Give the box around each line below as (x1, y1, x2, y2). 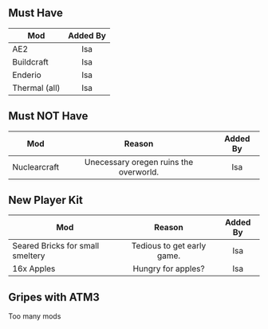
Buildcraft (12, 56, 49, 67)
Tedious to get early (131, 241, 207, 252)
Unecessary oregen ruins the (84, 156, 194, 167)
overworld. (118, 166, 160, 178)
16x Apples (12, 263, 56, 274)
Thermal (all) (12, 82, 61, 93)
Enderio (12, 69, 41, 80)
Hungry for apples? (132, 263, 205, 274)
